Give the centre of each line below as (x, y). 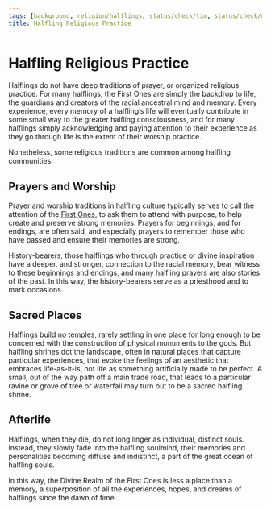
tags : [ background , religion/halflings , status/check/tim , (110, 16)
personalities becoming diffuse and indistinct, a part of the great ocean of (131, 456)
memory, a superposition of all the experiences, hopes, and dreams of (125, 489)
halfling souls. (31, 465)
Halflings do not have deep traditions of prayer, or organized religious (124, 85)
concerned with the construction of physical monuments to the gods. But (130, 343)
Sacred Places (45, 315)
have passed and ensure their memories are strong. (94, 240)
